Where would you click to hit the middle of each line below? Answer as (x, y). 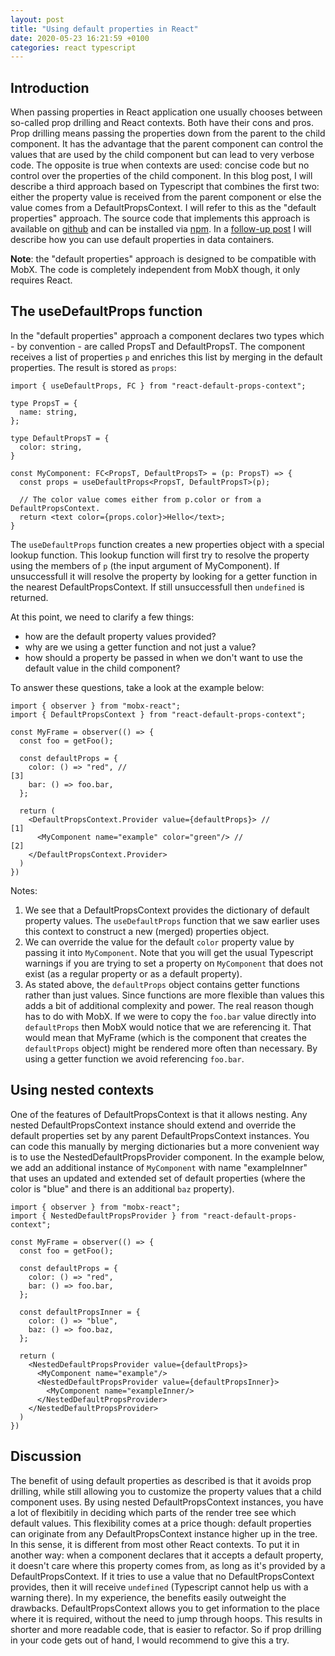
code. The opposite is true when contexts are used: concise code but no (160, 165)
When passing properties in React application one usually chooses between (166, 112)
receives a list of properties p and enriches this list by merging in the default (166, 357)
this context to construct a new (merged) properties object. (147, 931)
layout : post (37, 19)
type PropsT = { (44, 403)
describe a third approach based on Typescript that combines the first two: (165, 187)
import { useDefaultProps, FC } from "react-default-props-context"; (158, 386)
